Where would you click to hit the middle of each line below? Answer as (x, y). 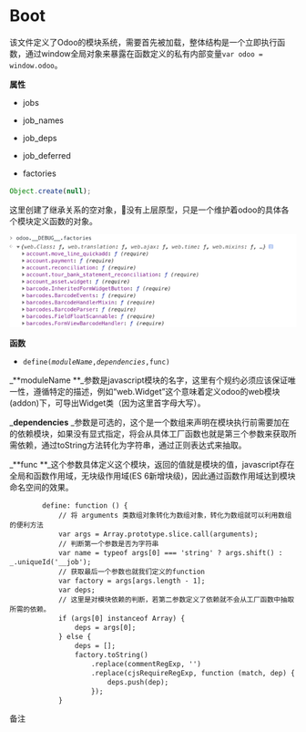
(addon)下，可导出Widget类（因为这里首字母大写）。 (107, 403)
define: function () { (85, 505)
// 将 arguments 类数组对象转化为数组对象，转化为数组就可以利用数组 (175, 515)
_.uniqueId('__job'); (51, 562)
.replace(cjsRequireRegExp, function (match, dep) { (193, 673)
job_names (43, 120)
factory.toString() (111, 655)
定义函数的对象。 (65, 221)
